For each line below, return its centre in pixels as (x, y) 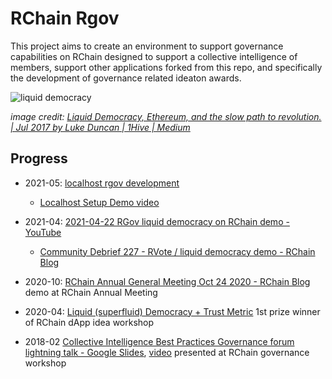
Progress (39, 158)
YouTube (43, 232)
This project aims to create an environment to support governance (147, 46)
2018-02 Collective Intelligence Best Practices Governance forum (159, 341)
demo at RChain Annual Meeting (91, 292)
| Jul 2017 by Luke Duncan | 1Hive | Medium (100, 127)
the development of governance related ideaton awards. (126, 78)
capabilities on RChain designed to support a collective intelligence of (154, 56)
